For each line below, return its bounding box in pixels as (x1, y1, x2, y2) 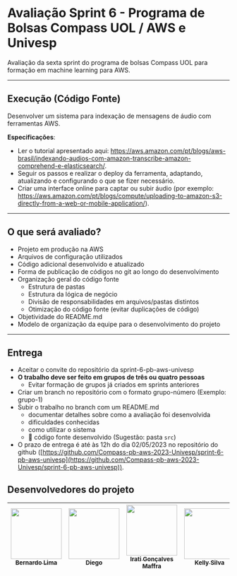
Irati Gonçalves (130, 556, 174, 563)
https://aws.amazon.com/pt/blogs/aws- (110, 146, 226, 155)
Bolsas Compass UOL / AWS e (7, 20, 186, 36)
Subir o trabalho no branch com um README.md (17, 403, 159, 412)
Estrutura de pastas (28, 282, 85, 291)
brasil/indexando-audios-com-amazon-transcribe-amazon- (17, 154, 191, 162)
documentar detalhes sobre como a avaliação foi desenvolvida (28, 411, 211, 419)
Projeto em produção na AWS (17, 245, 104, 253)
